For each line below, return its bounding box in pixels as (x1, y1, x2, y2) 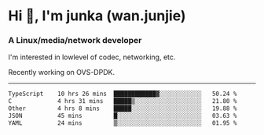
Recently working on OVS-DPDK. (8, 68, 115, 77)
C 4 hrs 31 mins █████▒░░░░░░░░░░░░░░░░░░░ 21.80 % (8, 98, 237, 105)
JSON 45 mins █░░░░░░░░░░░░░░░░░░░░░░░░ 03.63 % (8, 112, 237, 120)
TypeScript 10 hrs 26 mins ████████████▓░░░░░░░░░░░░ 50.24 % (8, 90, 237, 98)
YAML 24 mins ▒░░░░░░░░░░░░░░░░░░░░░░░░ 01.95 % (8, 119, 237, 127)
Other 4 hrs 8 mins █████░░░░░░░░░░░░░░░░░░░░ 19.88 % (8, 105, 237, 112)
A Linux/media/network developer (8, 35, 142, 46)
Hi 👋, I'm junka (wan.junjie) (8, 7, 186, 25)
